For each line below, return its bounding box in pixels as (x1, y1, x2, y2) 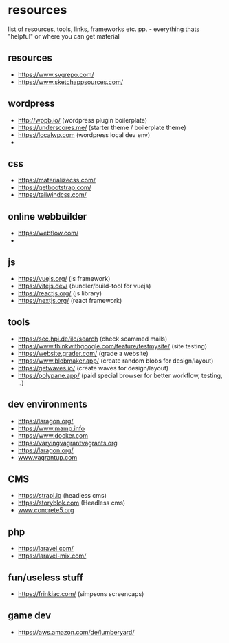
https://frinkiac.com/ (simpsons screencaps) (17, 590, 144, 598)
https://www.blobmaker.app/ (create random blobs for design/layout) (17, 357, 214, 365)
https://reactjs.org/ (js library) (17, 289, 102, 297)
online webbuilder (8, 211, 87, 222)
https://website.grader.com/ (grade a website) (17, 349, 149, 357)
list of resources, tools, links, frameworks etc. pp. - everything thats (8, 25, 200, 33)
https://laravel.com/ (17, 545, 74, 553)
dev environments (8, 399, 88, 410)
